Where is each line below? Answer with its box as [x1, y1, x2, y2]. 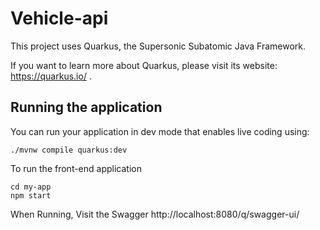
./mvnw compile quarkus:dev [10, 145, 128, 155]
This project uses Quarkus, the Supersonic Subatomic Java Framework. [10, 40, 306, 52]
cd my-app [10, 182, 52, 192]
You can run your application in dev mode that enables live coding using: [10, 125, 310, 137]
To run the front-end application [10, 162, 142, 174]
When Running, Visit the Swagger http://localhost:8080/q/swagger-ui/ [10, 208, 300, 220]
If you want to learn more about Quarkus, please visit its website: [10, 59, 278, 71]
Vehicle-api [10, 7, 109, 30]
